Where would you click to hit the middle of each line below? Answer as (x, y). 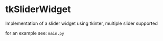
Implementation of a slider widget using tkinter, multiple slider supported (81, 23)
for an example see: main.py (35, 33)
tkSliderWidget (38, 9)
